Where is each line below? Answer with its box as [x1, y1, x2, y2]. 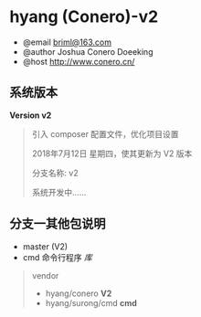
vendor [31, 269, 59, 280]
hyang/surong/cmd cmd [45, 297, 137, 308]
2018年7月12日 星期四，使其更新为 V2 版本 [31, 148, 193, 159]
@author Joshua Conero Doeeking [22, 46, 153, 57]
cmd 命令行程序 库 [22, 251, 93, 262]
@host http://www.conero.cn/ [22, 56, 135, 67]
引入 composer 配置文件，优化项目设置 [31, 128, 180, 139]
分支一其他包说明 [9, 217, 106, 232]
